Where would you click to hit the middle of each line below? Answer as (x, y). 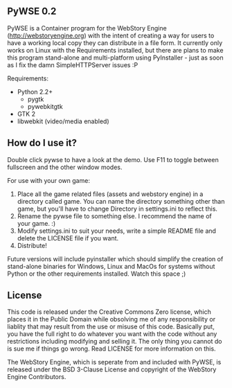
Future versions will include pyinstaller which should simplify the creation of (115, 258)
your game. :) (36, 223)
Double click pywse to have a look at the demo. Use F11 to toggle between (113, 159)
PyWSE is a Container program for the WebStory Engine (87, 28)
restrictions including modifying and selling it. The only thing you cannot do (115, 342)
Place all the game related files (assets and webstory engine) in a (110, 194)
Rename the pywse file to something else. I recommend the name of (115, 216)
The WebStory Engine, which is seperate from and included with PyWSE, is (114, 362)
